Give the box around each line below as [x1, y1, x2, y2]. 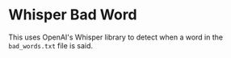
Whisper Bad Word [8, 6, 137, 24]
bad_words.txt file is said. [8, 40, 94, 50]
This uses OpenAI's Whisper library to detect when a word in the [8, 32, 224, 42]
